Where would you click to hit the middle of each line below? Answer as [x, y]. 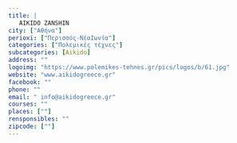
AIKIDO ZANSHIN [44, 23]
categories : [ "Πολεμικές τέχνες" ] [66, 45]
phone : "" [25, 89]
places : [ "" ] [30, 112]
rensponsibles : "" [39, 119]
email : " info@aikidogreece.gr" [62, 97]
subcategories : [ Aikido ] [49, 52]
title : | [23, 15]
